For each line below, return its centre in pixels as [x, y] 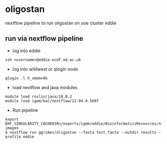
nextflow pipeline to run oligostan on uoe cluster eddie [61, 23]
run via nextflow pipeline [44, 39]
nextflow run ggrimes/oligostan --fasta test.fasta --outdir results [83, 132]
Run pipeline [25, 110]
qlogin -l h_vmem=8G [27, 78]
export [12, 119]
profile [13, 137]
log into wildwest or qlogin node [45, 69]
